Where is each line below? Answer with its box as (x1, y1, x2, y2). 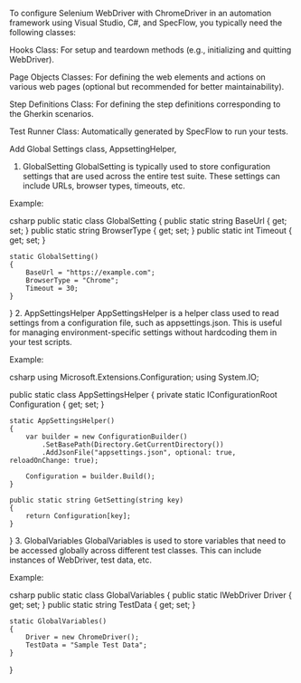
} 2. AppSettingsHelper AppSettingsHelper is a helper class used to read (9, 308, 279, 318)
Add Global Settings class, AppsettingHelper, (9, 144, 177, 154)
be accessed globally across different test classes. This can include (9, 545, 262, 555)
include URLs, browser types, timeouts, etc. (22, 180, 185, 191)
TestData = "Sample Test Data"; (25, 640, 147, 649)
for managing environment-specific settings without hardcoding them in (9, 327, 277, 338)
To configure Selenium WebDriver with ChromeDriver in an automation (9, 8, 272, 18)
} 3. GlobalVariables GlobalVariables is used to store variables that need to (9, 535, 287, 546)
